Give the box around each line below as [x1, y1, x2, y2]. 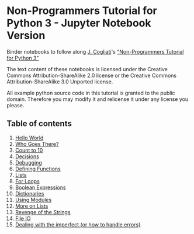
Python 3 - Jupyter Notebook [6, 16, 151, 30]
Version [6, 29, 46, 42]
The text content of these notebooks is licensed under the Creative [6, 65, 168, 72]
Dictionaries [15, 190, 44, 197]
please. [6, 102, 25, 109]
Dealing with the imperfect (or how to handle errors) [15, 221, 141, 228]
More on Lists [15, 202, 49, 209]
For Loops [15, 177, 40, 184]
